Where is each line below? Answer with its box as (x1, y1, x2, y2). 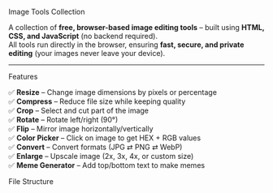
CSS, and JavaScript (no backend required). (8, 32, 158, 41)
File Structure (8, 177, 54, 186)
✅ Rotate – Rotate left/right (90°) (8, 115, 119, 124)
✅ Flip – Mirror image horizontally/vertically (8, 124, 154, 133)
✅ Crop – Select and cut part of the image (8, 105, 149, 115)
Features (8, 72, 38, 81)
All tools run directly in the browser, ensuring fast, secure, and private (8, 40, 245, 49)
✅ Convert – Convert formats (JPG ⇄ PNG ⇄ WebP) (8, 142, 183, 152)
